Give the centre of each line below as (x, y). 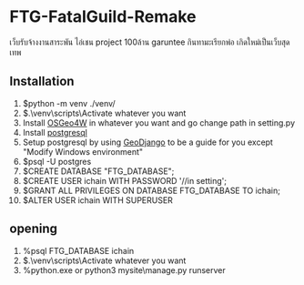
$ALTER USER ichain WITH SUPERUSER (97, 200)
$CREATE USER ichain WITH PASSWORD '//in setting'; (125, 180)
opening (33, 229)
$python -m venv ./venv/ (69, 103)
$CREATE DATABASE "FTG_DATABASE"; (98, 171)
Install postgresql (55, 132)
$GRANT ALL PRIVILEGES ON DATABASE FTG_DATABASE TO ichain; (151, 190)
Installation (42, 81)
